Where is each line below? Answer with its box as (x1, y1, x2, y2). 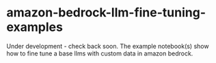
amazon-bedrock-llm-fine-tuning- (6, 5, 206, 21)
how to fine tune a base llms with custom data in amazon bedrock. (6, 49, 193, 58)
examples (6, 19, 63, 35)
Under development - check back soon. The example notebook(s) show (6, 42, 209, 50)
